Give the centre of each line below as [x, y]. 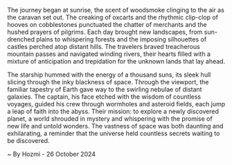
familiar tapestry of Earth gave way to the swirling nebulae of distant [105, 89]
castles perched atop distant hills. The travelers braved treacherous [104, 47]
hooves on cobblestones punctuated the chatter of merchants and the [107, 25]
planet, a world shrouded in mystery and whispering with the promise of [110, 119]
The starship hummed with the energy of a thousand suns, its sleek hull [109, 75]
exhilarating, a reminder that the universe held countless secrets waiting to [114, 133]
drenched [21, 39]
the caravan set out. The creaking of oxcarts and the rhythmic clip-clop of [113, 17]
